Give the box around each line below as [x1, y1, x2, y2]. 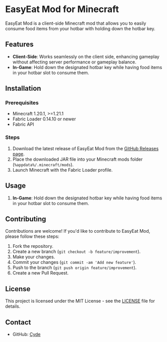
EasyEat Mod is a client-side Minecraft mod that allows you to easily [5, 20, 146, 26]
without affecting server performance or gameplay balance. [12, 59, 137, 65]
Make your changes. [12, 254, 55, 260]
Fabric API [12, 121, 34, 127]
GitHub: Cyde [12, 331, 41, 337]
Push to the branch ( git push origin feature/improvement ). [12, 264, 137, 270]
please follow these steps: [5, 233, 59, 240]
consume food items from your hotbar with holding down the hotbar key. [5, 25, 156, 31]
